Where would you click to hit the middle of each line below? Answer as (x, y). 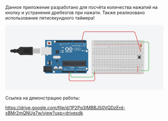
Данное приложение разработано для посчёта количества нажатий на (81, 7)
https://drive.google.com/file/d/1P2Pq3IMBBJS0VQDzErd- (65, 108)
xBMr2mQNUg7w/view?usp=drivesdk (44, 113)
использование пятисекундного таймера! (50, 18)
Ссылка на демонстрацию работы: (43, 98)
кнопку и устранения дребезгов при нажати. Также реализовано (75, 13)
